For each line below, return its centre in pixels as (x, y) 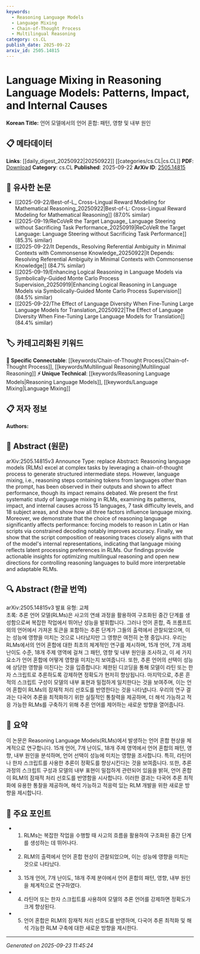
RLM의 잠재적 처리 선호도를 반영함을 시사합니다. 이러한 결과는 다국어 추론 (97, 778)
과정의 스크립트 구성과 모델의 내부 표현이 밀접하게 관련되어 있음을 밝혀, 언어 (93, 771)
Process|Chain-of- (166, 361)
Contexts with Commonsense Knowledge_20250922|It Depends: (94, 253)
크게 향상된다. (40, 907)
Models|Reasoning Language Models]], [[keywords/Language (82, 382)
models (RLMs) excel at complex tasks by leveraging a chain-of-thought (95, 467)
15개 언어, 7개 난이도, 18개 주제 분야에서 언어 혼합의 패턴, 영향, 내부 (101, 878)
